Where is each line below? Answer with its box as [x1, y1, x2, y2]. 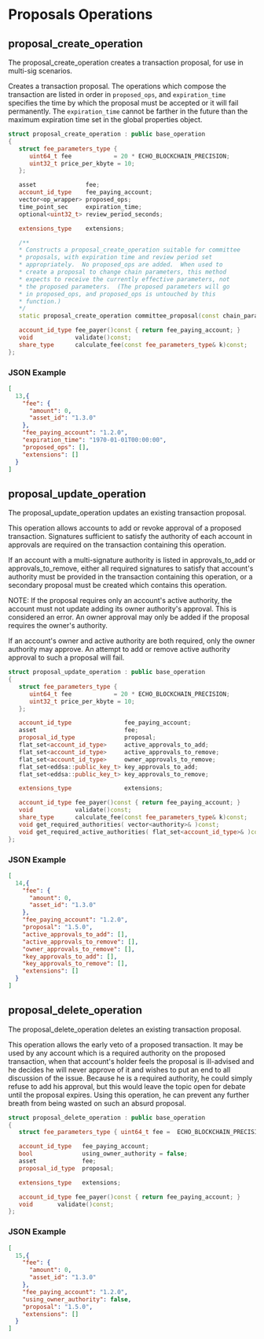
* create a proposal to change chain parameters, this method [18, 268, 226, 276]
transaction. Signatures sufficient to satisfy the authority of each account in [8, 532, 253, 541]
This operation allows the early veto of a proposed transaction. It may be [8, 1040, 244, 1049]
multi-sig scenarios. [8, 66, 73, 76]
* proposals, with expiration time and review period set [18, 254, 213, 262]
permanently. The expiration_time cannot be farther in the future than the [8, 106, 248, 116]
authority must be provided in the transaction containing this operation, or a [8, 572, 253, 582]
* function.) [18, 297, 61, 305]
